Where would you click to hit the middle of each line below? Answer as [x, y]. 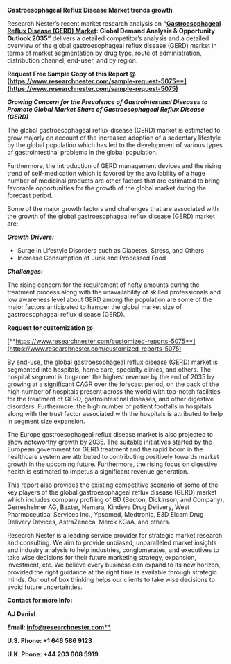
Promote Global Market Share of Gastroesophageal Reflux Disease [106, 109]
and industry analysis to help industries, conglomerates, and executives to [113, 550]
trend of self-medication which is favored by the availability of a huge [106, 173]
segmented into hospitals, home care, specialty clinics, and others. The [109, 370]
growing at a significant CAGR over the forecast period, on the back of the [113, 384]
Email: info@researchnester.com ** [59, 627]
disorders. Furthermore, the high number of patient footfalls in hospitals [109, 406]
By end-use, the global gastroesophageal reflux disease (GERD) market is [113, 362]
